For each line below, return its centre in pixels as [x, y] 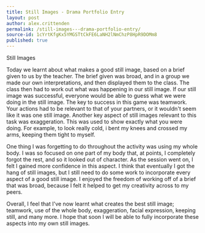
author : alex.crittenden [38, 23]
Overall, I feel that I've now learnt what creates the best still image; [90, 204]
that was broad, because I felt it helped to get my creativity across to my [98, 185]
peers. [14, 192]
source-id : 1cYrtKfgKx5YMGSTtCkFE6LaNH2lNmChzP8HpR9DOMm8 [82, 35]
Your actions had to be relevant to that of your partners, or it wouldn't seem [102, 109]
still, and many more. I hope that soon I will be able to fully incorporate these [102, 217]
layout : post [23, 18]
